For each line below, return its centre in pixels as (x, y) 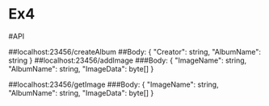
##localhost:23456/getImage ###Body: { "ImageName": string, (114, 84)
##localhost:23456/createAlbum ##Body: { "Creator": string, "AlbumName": (134, 51)
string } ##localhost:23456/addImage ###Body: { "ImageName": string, (128, 60)
